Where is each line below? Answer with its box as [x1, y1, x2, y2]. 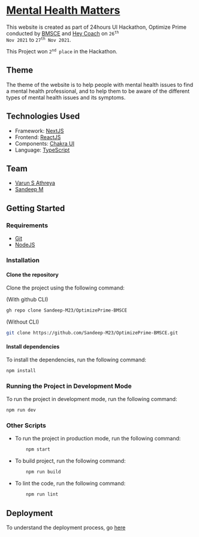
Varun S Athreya [14, 179, 56, 186]
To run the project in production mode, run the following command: [14, 435, 181, 442]
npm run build [26, 469, 61, 475]
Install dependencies [6, 343, 60, 350]
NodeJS [14, 241, 35, 249]
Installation [6, 256, 40, 264]
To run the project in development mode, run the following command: [6, 396, 177, 403]
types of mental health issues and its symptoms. [6, 93, 126, 101]
